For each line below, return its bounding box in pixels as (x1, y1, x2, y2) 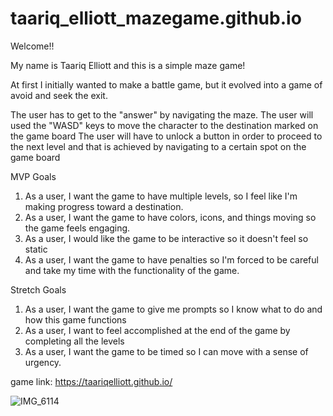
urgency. (24, 356, 62, 368)
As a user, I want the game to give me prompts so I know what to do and (24, 303, 323, 315)
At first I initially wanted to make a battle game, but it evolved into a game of (10, 78, 323, 91)
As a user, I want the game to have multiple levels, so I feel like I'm (24, 190, 298, 202)
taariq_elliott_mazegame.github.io (10, 7, 302, 30)
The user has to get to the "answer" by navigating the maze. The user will (10, 108, 314, 121)
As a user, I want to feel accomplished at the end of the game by (24, 324, 291, 336)
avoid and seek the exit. (10, 89, 108, 101)
